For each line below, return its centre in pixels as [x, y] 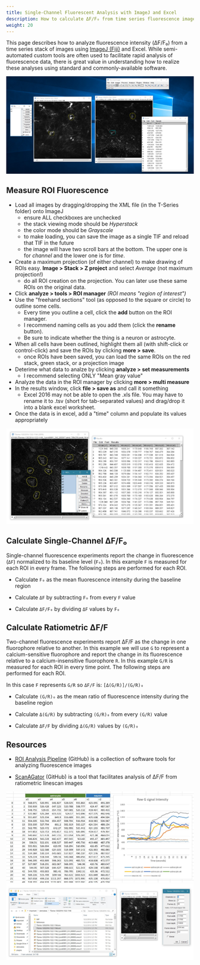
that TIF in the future [49, 243]
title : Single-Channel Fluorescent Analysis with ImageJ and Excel [92, 13]
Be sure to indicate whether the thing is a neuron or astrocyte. [99, 338]
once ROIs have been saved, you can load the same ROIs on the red [107, 357]
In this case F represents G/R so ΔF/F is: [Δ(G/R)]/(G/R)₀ [75, 685]
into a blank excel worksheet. [60, 407]
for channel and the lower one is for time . [74, 255]
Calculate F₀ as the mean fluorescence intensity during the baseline [98, 579]
